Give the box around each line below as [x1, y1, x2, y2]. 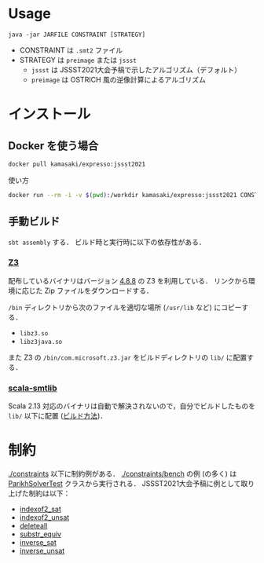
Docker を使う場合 [8, 139, 99, 152]
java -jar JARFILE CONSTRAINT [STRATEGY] [8, 31, 146, 38]
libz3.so [19, 329, 49, 338]
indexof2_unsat [19, 513, 70, 522]
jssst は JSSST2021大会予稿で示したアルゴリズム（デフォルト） [31, 64, 242, 75]
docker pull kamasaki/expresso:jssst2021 [8, 160, 146, 168]
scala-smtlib [8, 382, 57, 393]
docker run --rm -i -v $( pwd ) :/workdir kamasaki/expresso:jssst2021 [8, 191, 237, 199]
